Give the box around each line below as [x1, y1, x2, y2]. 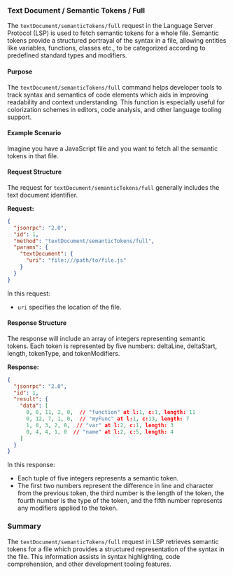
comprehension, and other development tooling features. [7, 560, 171, 568]
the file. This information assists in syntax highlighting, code [7, 552, 181, 560]
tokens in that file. [7, 151, 59, 160]
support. [7, 113, 32, 121]
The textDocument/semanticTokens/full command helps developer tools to [7, 83, 223, 91]
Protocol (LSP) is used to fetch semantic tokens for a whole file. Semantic [7, 29, 219, 37]
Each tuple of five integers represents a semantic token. [17, 474, 179, 483]
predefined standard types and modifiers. [7, 51, 127, 60]
